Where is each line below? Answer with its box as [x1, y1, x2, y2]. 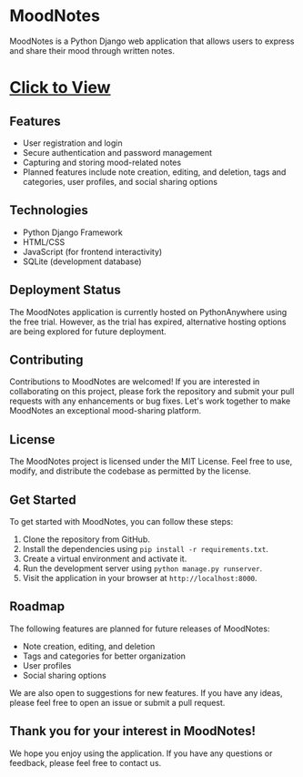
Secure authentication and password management [22, 147, 212, 158]
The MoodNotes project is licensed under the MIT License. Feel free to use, [9, 456, 293, 467]
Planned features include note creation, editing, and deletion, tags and [22, 166, 287, 178]
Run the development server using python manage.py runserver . [22, 563, 263, 574]
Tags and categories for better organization [22, 650, 187, 661]
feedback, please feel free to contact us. [9, 757, 162, 768]
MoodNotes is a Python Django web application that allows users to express [9, 36, 295, 46]
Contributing [9, 352, 84, 367]
